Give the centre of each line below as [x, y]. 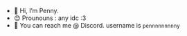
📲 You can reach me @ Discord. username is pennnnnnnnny [97, 25]
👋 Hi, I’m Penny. [36, 11]
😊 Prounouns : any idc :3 [50, 18]
